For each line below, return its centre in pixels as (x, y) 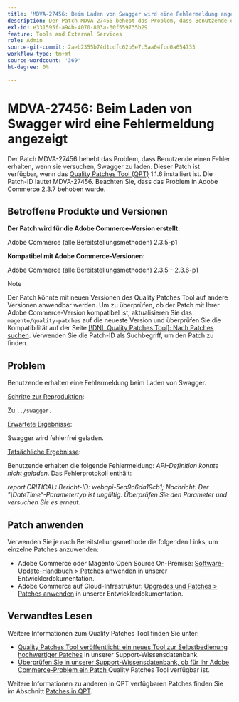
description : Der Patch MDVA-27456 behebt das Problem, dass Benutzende (117, 21)
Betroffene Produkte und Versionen (88, 211)
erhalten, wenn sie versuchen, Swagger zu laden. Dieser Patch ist (104, 166)
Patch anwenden (46, 525)
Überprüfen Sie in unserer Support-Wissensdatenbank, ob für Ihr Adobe (123, 662)
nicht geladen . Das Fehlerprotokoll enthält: (70, 473)
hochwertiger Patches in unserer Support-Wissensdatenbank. (108, 654)
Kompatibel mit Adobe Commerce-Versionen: (76, 256)
